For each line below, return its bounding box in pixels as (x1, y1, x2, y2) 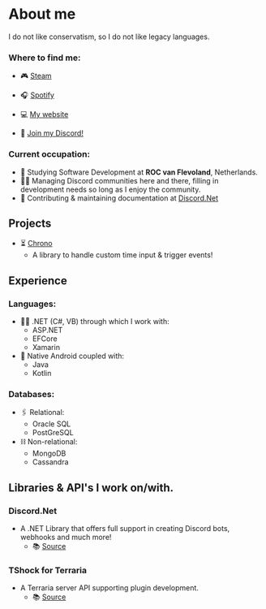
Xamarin (32, 343, 61, 352)
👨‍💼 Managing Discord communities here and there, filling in (19, 175, 219, 185)
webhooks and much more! (19, 533, 112, 542)
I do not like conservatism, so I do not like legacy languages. (8, 32, 210, 41)
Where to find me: (8, 52, 81, 63)
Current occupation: (8, 149, 91, 160)
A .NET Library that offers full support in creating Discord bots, (19, 524, 230, 533)
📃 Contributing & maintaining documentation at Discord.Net (19, 192, 219, 203)
